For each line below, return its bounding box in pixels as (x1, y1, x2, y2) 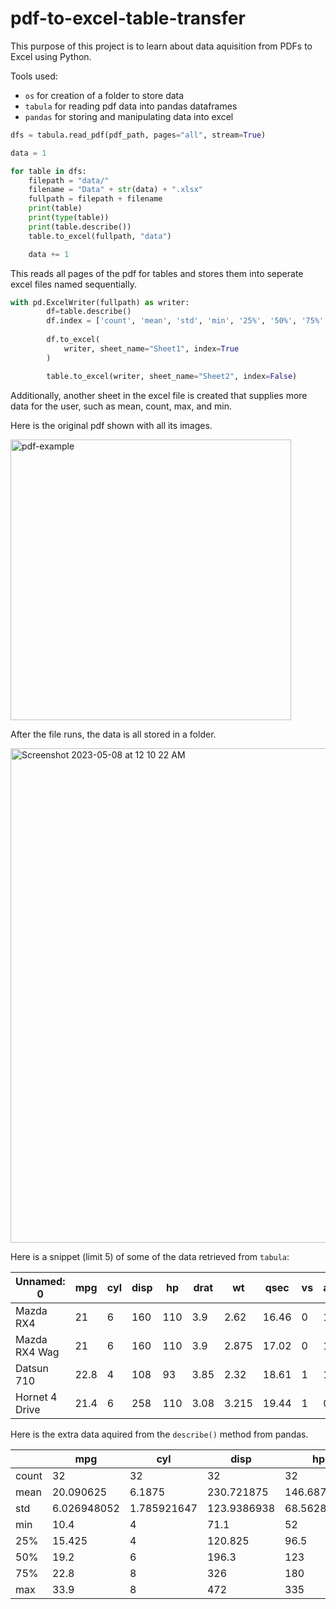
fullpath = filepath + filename (28, 194, 163, 204)
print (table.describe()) (28, 222, 132, 232)
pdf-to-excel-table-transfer (10, 7, 246, 30)
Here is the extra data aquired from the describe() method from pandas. (10, 1428, 309, 1440)
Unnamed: (15, 1274, 66, 1288)
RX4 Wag (15, 1345, 60, 1359)
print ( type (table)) (28, 213, 110, 223)
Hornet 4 (15, 1390, 58, 1404)
